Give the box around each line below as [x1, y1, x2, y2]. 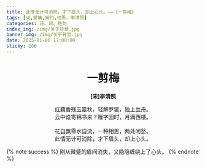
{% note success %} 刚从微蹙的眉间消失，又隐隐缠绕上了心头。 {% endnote [6, 148, 199, 155]
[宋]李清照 [90, 92, 117, 100]
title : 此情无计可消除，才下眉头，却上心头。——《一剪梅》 [6, 9, 136, 15]
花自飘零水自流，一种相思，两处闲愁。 [55, 127, 152, 134]
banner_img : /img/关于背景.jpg [6, 32, 83, 38]
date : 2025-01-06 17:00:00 [6, 37, 75, 43]
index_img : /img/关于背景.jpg [6, 26, 80, 32]
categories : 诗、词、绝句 [6, 20, 68, 26]
